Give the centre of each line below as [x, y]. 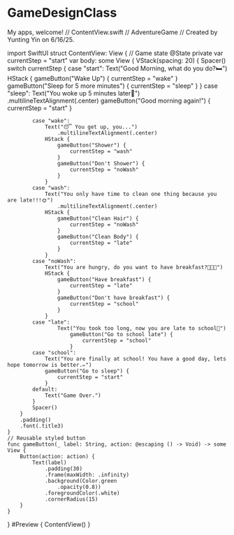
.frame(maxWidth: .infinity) [87, 475]
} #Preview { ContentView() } [49, 524]
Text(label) [50, 462]
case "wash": [51, 188]
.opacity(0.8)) [79, 487]
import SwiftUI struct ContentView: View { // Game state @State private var [115, 53]
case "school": [54, 353]
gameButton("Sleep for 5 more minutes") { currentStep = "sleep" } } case [112, 86]
